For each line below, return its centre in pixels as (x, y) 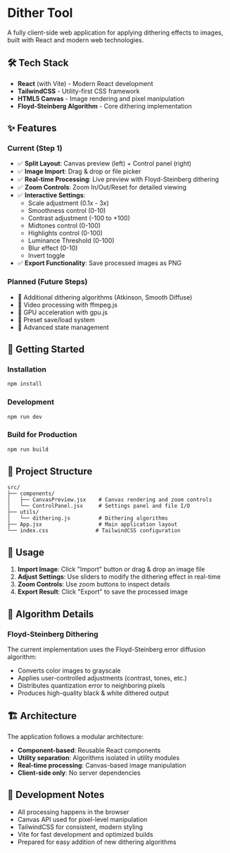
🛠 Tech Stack (38, 63)
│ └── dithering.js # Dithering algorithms (88, 518)
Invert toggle (46, 256)
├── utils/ (23, 513)
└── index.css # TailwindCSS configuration (94, 531)
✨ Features (32, 128)
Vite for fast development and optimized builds (85, 834)
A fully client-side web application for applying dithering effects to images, (115, 32)
